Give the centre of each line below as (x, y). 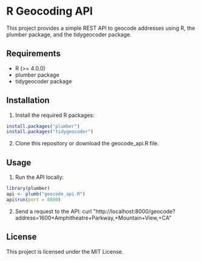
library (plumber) (28, 189)
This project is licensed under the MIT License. (65, 251)
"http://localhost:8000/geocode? (134, 211)
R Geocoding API (49, 11)
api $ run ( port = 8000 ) (34, 200)
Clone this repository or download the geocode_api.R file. (87, 144)
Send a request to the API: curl (53, 211)
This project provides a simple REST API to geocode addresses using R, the (101, 28)
